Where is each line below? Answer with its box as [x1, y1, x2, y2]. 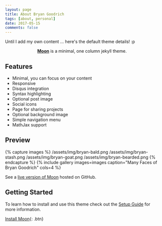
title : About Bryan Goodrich [5, 12, 64, 17]
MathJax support [12, 122, 47, 127]
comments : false [5, 25, 38, 30]
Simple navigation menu [12, 117, 61, 123]
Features [5, 62, 33, 71]
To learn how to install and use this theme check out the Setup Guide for [5, 201, 150, 207]
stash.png [5, 154, 25, 160]
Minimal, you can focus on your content [12, 75, 92, 81]
